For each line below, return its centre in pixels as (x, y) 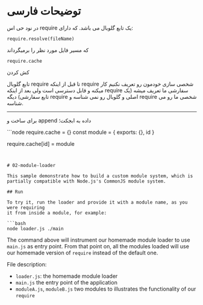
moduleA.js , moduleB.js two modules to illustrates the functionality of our (106, 289)
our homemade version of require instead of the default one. (83, 253)
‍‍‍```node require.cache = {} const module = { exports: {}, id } (81, 132)
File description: (27, 264)
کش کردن (18, 72)
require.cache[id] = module (41, 143)
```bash (17, 223)
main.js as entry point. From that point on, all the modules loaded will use (98, 246)
